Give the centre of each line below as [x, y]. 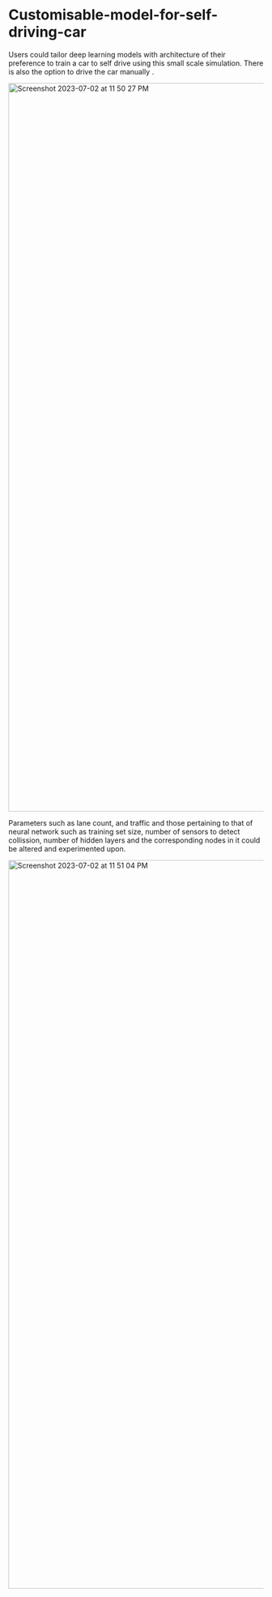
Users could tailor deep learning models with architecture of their [117, 54]
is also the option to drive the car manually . [81, 71]
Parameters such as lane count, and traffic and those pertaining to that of [131, 822]
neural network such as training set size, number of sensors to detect [124, 831]
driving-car [47, 32]
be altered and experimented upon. [67, 848]
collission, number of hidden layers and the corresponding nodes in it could [134, 840]
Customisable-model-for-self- [113, 15]
